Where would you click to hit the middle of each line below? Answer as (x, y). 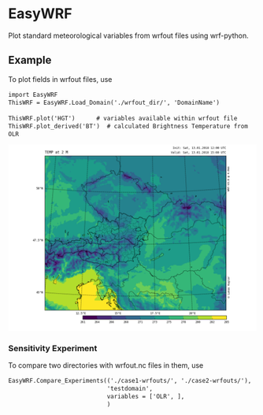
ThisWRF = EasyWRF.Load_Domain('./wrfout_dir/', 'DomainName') (114, 102)
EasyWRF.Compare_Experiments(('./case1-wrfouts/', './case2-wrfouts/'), (130, 381)
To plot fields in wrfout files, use (60, 79)
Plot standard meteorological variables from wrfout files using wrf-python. (129, 35)
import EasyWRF (33, 94)
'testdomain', (130, 389)
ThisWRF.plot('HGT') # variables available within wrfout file (123, 118)
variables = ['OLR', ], (146, 397)
